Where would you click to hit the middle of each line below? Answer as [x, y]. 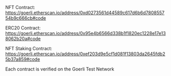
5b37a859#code [23, 59]
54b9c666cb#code [26, 18]
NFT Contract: [20, 7]
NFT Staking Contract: [29, 48]
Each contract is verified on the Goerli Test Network [60, 69]
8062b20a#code [23, 39]
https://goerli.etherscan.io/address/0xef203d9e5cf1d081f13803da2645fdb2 [85, 54]
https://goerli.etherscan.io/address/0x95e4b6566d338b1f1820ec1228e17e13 [86, 33]
